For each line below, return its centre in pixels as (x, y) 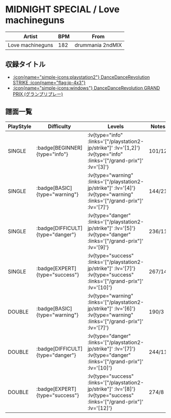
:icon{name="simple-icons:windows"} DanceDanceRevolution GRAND (86, 88)
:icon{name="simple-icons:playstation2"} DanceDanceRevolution (81, 77)
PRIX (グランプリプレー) (38, 94)
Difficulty (60, 126)
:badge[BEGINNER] (60, 147)
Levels (116, 126)
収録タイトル (25, 65)
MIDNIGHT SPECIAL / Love (63, 9)
